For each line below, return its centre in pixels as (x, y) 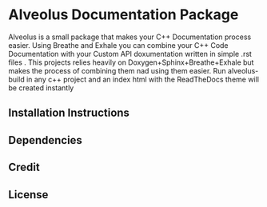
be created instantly (41, 88)
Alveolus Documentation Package (124, 15)
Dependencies (45, 140)
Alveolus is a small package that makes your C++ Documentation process (130, 37)
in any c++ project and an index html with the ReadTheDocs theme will (143, 79)
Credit (24, 167)
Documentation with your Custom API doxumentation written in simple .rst (130, 54)
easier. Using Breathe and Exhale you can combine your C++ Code (119, 45)
